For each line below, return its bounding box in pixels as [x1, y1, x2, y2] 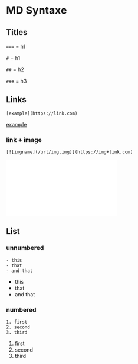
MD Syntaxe [6, 4, 67, 17]
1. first [6, 319, 28, 325]
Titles [6, 27, 28, 37]
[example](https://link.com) [6, 110, 78, 116]
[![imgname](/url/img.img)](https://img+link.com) [6, 149, 133, 155]
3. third [6, 330, 28, 335]
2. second [6, 324, 31, 330]
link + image [6, 135, 42, 144]
